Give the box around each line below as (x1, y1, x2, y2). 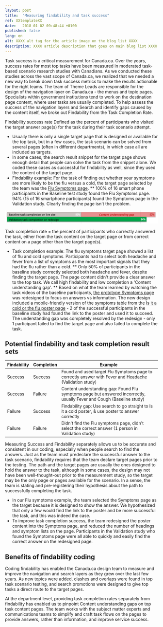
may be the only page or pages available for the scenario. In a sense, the (5, 478, 151, 483)
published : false (5, 28, 40, 34)
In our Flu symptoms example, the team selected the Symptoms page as (12, 497, 157, 503)
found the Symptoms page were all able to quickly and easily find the (12, 534, 150, 539)
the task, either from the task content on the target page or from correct (5, 234, 149, 240)
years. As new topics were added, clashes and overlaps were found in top (5, 576, 153, 582)
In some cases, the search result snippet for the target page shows (12, 154, 147, 160)
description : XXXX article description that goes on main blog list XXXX (5, 44, 158, 49)
